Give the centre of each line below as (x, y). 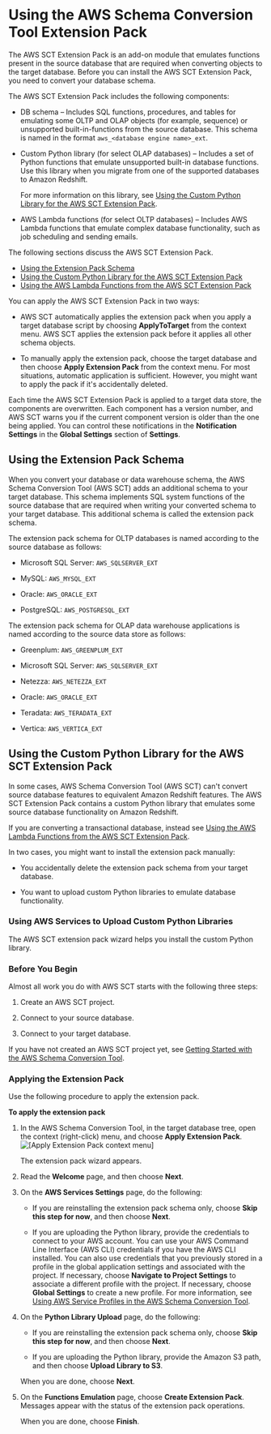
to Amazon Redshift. (54, 179)
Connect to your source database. (77, 1018)
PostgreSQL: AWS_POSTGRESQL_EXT (75, 609)
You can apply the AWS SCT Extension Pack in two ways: (104, 301)
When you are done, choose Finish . (80, 1422)
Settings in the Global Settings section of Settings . (94, 434)
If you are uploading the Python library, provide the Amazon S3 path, (146, 1357)
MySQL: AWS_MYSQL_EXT (58, 578)
